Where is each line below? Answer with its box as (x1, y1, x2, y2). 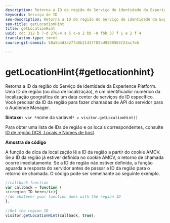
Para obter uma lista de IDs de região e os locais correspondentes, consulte (5, 124, 163, 130)
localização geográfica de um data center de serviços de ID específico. (5, 94, 154, 100)
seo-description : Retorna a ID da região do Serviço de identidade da (5, 17, 157, 22)
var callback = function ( (5, 185, 62, 190)
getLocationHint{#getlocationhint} (5, 66, 155, 78)
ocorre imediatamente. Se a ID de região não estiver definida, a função (5, 159, 153, 165)
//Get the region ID (5, 208, 49, 213)
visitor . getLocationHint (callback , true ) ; (5, 213, 96, 218)
